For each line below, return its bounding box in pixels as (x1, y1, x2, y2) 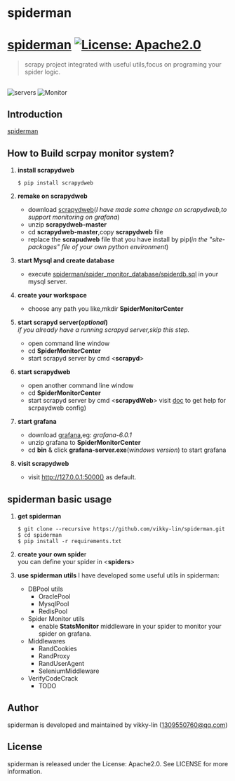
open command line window (27, 339, 110, 348)
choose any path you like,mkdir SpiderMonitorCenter (27, 305, 184, 313)
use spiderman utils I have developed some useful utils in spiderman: (17, 570, 220, 580)
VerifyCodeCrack (27, 674, 79, 682)
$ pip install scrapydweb (17, 180, 93, 187)
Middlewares (27, 636, 65, 645)
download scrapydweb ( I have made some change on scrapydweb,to (27, 206, 227, 214)
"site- (209, 235, 226, 243)
